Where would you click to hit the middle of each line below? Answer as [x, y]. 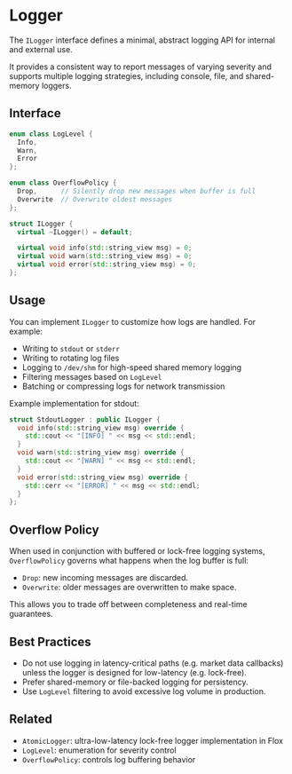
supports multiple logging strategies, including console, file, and [126, 75]
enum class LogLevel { [51, 134]
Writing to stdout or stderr [71, 348]
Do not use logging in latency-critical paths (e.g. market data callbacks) [153, 663]
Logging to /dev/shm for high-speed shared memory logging [132, 367]
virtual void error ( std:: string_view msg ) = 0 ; [107, 265]
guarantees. [31, 614]
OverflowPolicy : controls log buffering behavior [109, 759]
